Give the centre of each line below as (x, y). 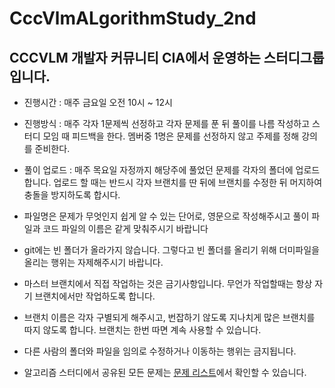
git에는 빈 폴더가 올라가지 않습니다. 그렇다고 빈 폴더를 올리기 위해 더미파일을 (171, 250)
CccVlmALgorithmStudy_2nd (133, 18)
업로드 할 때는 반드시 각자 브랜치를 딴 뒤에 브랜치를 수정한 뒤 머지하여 (188, 182)
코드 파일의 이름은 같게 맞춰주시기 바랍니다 (125, 228)
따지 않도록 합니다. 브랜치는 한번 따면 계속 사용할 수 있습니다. (142, 330)
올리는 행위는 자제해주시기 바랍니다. (93, 262)
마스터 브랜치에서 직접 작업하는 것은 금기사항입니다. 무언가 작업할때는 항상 (168, 283)
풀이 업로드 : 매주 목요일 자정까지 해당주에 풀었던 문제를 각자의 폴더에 (158, 170)
